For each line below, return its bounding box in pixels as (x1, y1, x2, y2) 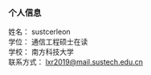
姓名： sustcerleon (8, 27, 71, 37)
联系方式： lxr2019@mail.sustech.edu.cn (8, 57, 143, 67)
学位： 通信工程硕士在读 (8, 37, 88, 47)
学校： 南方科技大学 (8, 47, 74, 57)
